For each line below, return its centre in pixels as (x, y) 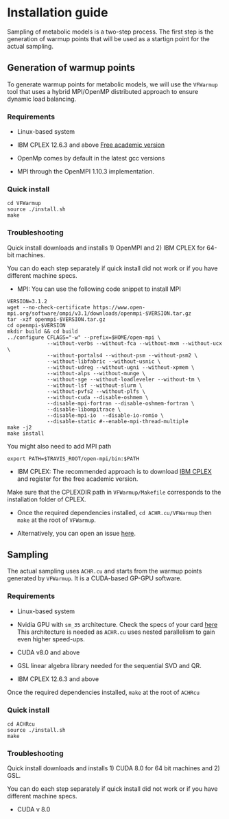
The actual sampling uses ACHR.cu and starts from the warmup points (105, 571)
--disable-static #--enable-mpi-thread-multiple (118, 421)
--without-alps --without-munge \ (96, 373)
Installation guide (58, 13)
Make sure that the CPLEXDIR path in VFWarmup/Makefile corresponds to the (114, 492)
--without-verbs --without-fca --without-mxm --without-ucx (135, 343)
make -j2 (20, 427)
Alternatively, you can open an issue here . (76, 533)
